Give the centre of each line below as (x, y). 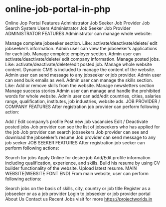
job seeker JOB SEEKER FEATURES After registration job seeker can (75, 142)
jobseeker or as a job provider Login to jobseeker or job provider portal (78, 194)
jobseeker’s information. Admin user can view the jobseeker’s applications (81, 48)
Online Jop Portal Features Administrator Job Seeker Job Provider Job (78, 23)
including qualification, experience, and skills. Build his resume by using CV (83, 163)
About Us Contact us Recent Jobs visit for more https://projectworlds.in (79, 199)
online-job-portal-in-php (58, 9)
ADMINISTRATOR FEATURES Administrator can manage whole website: (79, 33)
